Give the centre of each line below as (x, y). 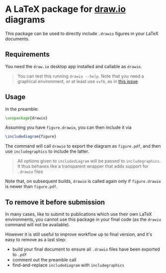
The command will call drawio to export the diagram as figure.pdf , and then (83, 146)
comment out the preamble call (44, 260)
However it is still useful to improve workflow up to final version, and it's (79, 234)
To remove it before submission (55, 202)
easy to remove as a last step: (36, 240)
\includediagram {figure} (31, 137)
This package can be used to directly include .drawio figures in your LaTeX (82, 33)
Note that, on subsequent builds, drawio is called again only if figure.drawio (83, 181)
